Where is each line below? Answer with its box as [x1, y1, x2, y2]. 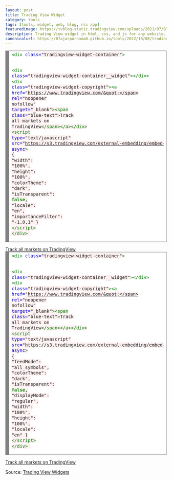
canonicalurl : [5, 37, 36, 42]
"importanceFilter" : [11, 214, 63, 219]
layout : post [5, 7, 33, 13]
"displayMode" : [11, 393, 50, 399]
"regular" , [11, 398, 39, 404]
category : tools [5, 17, 40, 22]
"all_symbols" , [11, 364, 50, 370]
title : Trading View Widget [5, 12, 66, 17]
